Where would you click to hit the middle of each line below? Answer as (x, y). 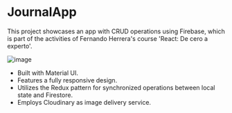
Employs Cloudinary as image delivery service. (84, 102)
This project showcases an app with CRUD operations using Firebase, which (116, 31)
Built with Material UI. (47, 73)
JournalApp (42, 12)
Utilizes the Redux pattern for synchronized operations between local (116, 87)
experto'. (20, 46)
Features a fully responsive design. (67, 80)
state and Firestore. (45, 95)
